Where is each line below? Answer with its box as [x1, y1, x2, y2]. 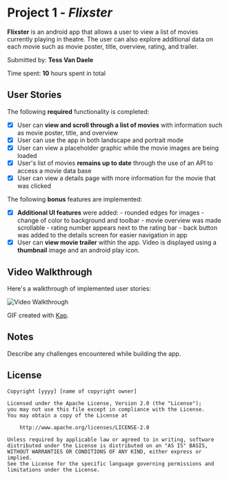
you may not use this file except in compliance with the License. [7, 406, 206, 413]
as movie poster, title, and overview [17, 128, 119, 137]
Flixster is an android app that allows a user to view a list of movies [7, 28, 199, 36]
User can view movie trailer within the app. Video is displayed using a [17, 238, 217, 246]
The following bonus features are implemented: [7, 195, 143, 204]
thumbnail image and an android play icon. [17, 246, 140, 255]
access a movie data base [17, 167, 92, 175]
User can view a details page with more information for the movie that [17, 174, 216, 182]
